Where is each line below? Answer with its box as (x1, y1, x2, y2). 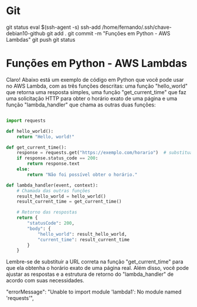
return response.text (27, 161, 80, 167)
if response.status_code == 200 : (16, 155, 98, 161)
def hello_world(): (6, 128, 54, 134)
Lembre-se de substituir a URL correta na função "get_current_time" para (6, 258, 184, 265)
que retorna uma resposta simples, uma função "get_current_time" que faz (6, 88, 186, 95)
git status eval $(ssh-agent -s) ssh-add (6, 24, 101, 31)
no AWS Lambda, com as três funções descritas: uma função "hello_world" (6, 82, 188, 89)
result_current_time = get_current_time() (16, 199, 122, 205)
